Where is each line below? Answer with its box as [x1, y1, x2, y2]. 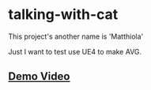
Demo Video [8, 69, 70, 84]
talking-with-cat [8, 6, 119, 24]
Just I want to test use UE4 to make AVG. [8, 47, 142, 56]
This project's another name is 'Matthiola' [8, 32, 144, 41]
